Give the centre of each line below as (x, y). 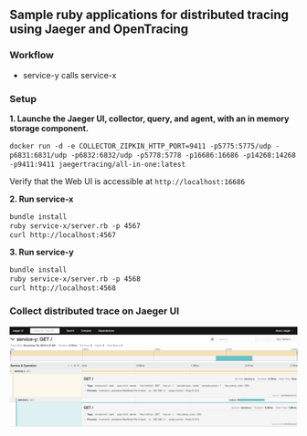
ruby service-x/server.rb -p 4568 (75, 279)
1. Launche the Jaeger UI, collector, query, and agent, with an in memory (149, 119)
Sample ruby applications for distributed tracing (149, 15)
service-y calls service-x (69, 75)
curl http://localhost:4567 (63, 235)
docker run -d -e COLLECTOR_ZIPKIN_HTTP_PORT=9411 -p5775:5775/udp (141, 146)
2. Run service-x (42, 199)
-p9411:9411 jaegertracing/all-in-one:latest (97, 164)
